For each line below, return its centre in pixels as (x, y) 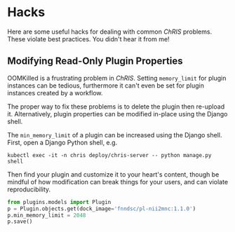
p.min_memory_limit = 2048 (47, 215)
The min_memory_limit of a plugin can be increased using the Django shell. (115, 135)
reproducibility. (29, 189)
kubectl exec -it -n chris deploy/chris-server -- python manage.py (109, 155)
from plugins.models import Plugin (59, 202)
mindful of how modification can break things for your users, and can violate (118, 182)
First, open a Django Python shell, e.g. (62, 142)
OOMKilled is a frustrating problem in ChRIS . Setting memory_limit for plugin (117, 78)
